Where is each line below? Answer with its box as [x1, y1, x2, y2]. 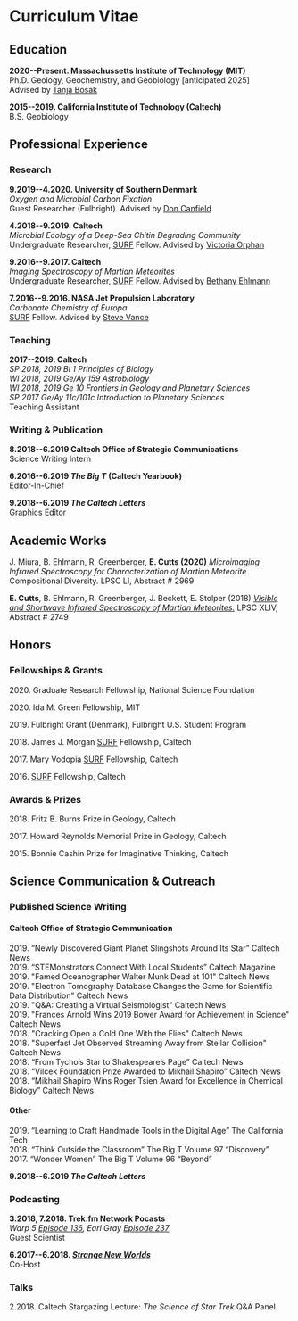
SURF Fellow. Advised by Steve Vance [9, 311, 149, 322]
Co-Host [9, 1259, 41, 1270]
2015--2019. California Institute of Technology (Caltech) [9, 102, 222, 112]
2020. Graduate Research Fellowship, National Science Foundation [9, 684, 255, 695]
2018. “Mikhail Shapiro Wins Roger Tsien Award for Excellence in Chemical [9, 1075, 284, 1086]
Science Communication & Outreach [9, 874, 216, 889]
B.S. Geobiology [9, 111, 69, 121]
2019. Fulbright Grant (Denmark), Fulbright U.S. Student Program [9, 719, 247, 730]
